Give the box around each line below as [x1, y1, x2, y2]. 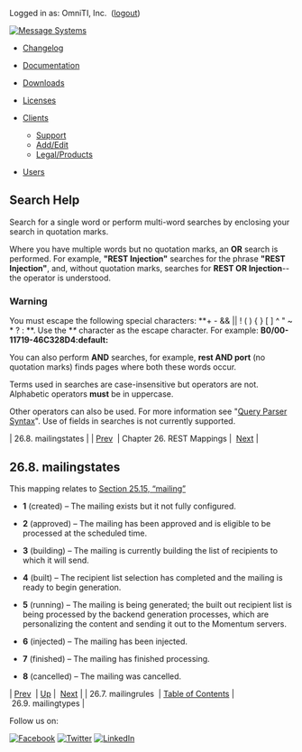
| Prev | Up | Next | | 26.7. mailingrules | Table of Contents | [9, 688, 234, 699]
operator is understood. [23, 272, 111, 283]
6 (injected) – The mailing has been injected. [22, 636, 188, 647]
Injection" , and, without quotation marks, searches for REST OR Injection [9, 262, 282, 273]
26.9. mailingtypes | [11, 698, 86, 709]
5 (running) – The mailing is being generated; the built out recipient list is [22, 599, 293, 610]
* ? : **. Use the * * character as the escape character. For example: [9, 325, 259, 336]
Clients [22, 113, 50, 123]
